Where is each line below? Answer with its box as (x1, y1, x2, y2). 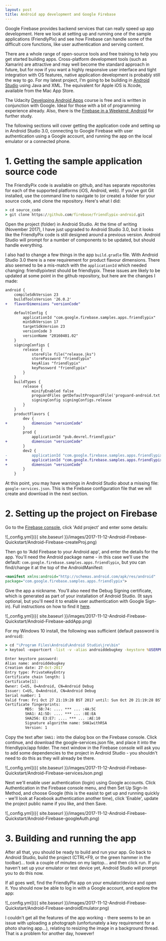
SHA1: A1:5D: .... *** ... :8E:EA (25, 712, 96, 717)
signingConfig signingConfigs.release (31, 398, 112, 403)
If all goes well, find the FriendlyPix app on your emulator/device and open (5, 880, 157, 886)
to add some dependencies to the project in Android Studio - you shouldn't (5, 750, 158, 756)
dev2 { (23, 448, 37, 453)
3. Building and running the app (5, 833, 137, 844)
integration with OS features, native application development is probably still (5, 72, 161, 78)
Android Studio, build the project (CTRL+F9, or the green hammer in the (5, 854, 151, 860)
